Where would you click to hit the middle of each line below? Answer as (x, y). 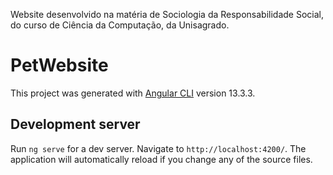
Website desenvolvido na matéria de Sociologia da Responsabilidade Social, (167, 14)
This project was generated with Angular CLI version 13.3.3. (133, 93)
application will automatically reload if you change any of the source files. (161, 159)
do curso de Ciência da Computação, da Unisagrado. (120, 25)
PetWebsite (59, 65)
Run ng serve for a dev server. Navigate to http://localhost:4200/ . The (158, 148)
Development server (75, 124)
